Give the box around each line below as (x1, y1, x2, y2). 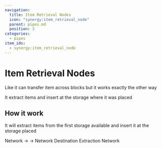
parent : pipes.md (9, 21, 46, 27)
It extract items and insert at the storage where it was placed (5, 94, 132, 100)
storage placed (5, 128, 37, 134)
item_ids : (5, 41, 26, 46)
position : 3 (9, 27, 35, 32)
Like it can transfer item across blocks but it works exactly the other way (5, 84, 157, 90)
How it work (5, 109, 44, 117)
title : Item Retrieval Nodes (9, 12, 71, 17)
